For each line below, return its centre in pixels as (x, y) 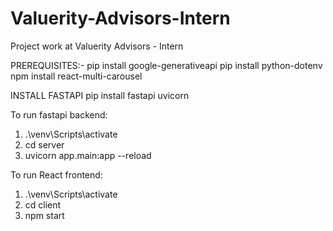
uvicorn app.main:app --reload (88, 155)
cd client (43, 204)
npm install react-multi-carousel (76, 76)
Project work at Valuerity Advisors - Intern (97, 46)
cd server (44, 144)
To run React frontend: (56, 174)
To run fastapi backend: (59, 114)
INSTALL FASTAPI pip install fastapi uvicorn (100, 95)
